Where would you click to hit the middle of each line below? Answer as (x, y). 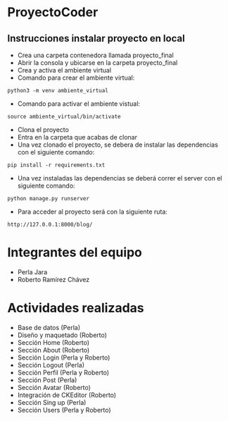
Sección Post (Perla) (47, 380)
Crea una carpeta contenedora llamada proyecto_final (95, 55)
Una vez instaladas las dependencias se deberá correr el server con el (120, 178)
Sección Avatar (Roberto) (54, 387)
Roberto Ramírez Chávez (53, 279)
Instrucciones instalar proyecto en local (96, 38)
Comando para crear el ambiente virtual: (76, 78)
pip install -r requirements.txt (56, 165)
